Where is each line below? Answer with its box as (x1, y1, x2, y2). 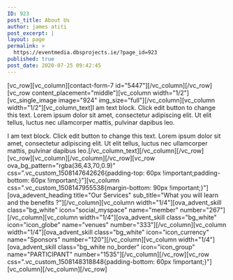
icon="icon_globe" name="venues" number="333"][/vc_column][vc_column (7, 220, 227, 228)
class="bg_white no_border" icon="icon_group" (57, 242, 195, 251)
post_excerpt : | (7, 29, 54, 37)
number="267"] (180, 205, 225, 214)
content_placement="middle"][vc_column (31, 88, 151, 97)
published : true (7, 56, 54, 63)
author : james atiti (7, 23, 68, 30)
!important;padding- (163, 169, 221, 177)
